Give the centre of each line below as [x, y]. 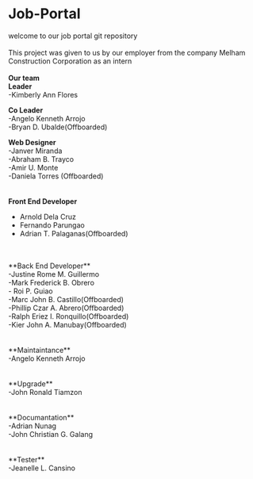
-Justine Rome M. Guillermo [54, 274]
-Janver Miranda [35, 151]
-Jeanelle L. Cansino [42, 468]
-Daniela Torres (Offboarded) [56, 176]
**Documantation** [41, 417]
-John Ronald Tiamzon [45, 392]
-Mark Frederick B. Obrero [52, 282]
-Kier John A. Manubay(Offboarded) [67, 324]
